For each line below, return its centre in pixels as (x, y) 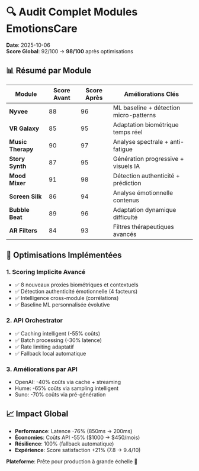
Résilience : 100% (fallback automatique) (64, 443)
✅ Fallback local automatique (50, 353)
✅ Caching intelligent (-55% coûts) (57, 333)
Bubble (19, 209)
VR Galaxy (24, 128)
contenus (126, 200)
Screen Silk (25, 196)
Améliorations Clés (152, 94)
